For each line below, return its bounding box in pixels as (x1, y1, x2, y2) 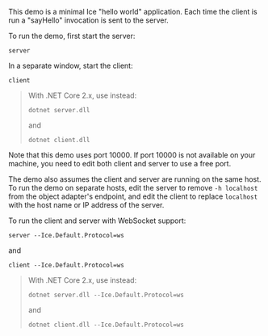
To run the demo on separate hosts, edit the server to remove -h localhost (8, 183, 258, 192)
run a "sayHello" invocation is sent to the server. (8, 15, 170, 25)
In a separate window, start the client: (8, 61, 133, 70)
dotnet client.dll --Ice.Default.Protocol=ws (27, 321, 184, 329)
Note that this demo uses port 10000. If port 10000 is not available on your (8, 150, 256, 160)
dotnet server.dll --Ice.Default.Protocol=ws (27, 291, 184, 299)
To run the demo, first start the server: (8, 31, 136, 40)
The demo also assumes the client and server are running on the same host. (8, 174, 262, 184)
